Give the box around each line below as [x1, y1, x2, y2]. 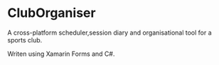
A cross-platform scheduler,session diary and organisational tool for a [7, 28, 212, 37]
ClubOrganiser [7, 5, 96, 21]
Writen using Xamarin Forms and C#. [7, 49, 115, 58]
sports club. [7, 35, 43, 44]
